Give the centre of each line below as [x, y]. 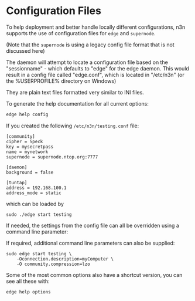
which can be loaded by [35, 204]
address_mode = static [34, 193]
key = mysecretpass [30, 147]
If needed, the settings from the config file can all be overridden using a [93, 225]
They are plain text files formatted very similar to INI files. [75, 92]
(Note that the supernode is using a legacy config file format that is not [90, 45]
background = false [30, 172]
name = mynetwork [27, 152]
